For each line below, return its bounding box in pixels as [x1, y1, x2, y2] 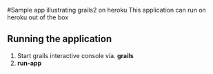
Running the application [7, 33, 112, 45]
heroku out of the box [7, 13, 69, 21]
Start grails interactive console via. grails [17, 51, 134, 59]
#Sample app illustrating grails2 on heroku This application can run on [7, 6, 207, 14]
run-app [17, 59, 42, 67]
